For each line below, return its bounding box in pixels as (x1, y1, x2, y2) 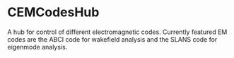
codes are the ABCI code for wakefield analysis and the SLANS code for (7, 35, 218, 43)
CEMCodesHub (7, 4, 100, 21)
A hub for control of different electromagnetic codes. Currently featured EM (7, 28, 228, 36)
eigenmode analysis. (7, 42, 68, 51)
